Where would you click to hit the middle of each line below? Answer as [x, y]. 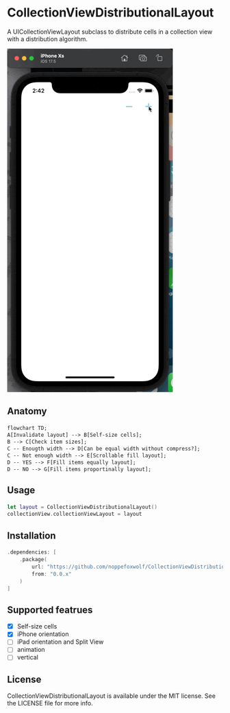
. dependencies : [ [32, 552]
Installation [31, 535]
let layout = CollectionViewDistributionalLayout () [82, 507]
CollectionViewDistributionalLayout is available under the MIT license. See [111, 696]
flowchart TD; [27, 428]
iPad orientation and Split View [60, 642]
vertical [28, 657]
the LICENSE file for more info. [50, 703]
